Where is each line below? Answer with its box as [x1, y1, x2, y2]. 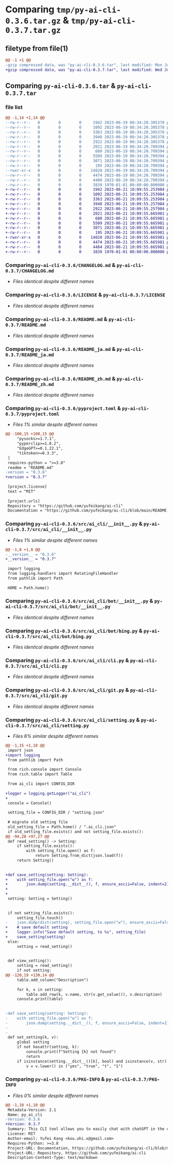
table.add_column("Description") [16, 977, 89, 982]
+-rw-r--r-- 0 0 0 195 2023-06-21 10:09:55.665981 [5, 230, 165, 235]
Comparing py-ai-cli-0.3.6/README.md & [5, 315, 108, 323]
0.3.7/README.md [5, 322, 46, 328]
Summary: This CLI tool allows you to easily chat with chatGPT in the [7, 1126, 165, 1132]
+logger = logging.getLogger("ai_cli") [5, 791, 91, 796]
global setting [16, 1039, 50, 1045]
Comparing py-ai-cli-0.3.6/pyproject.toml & [5, 405, 121, 412]
